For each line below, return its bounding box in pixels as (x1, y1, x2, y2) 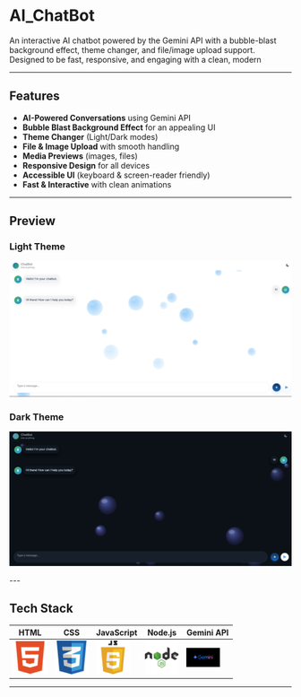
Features (9, 89, 60, 104)
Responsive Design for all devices (21, 160, 150, 170)
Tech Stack (9, 600, 73, 615)
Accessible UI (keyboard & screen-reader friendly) (21, 170, 211, 180)
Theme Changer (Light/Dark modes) (21, 131, 159, 142)
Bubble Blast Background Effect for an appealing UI (21, 122, 216, 133)
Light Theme (9, 240, 65, 253)
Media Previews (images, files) (21, 150, 139, 161)
